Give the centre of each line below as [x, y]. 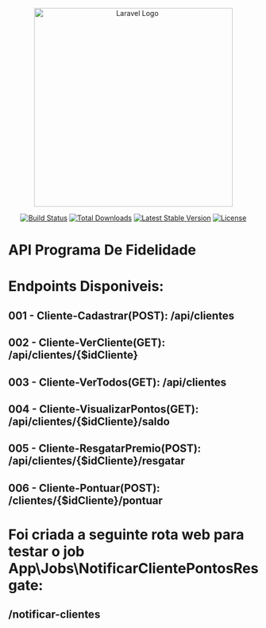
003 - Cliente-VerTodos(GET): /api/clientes [118, 382]
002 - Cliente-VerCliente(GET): [87, 343]
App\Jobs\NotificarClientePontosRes [133, 568]
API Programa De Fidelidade [102, 250]
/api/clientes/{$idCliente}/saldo [89, 421]
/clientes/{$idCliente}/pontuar [85, 500]
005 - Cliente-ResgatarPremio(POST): [105, 449]
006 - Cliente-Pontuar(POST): [84, 488]
